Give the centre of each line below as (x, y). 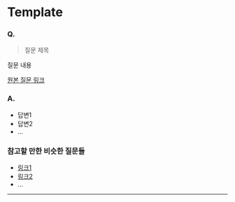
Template (35, 12)
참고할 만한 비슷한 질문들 (46, 151)
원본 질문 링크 (26, 80)
